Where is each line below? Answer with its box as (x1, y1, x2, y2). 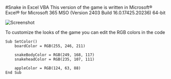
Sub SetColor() (5, 39, 38, 44)
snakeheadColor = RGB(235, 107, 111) (14, 57, 95, 62)
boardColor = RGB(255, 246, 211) (14, 44, 86, 49)
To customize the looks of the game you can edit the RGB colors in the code (5, 29, 165, 35)
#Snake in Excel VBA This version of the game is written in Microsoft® (5, 5, 153, 10)
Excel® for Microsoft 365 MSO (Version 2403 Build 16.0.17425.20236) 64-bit (5, 10, 166, 16)
